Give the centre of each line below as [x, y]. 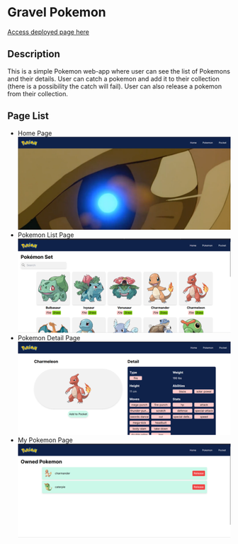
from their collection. [38, 93]
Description [34, 54]
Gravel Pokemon [57, 12]
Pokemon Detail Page [49, 337]
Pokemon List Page [46, 235]
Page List [28, 116]
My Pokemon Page [45, 440]
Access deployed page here [49, 32]
